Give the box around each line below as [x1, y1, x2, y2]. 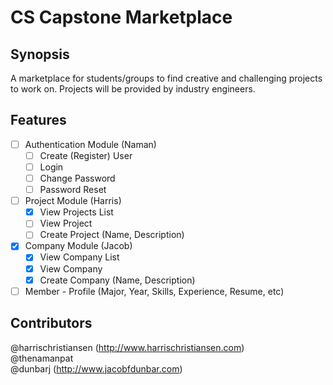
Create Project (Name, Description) [39, 229, 185, 241]
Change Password [39, 172, 116, 184]
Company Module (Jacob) [24, 240, 133, 252]
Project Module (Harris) [24, 195, 122, 207]
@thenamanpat [10, 352, 74, 364]
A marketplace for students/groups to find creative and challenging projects [10, 72, 323, 84]
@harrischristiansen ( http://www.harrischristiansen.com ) [10, 341, 245, 353]
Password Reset [39, 184, 107, 196]
